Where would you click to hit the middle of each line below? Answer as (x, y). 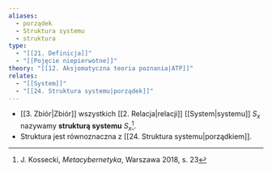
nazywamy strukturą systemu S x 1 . (78, 126)
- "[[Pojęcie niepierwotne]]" (66, 61)
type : (17, 46)
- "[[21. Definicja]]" (54, 53)
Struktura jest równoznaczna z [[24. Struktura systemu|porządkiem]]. (136, 136)
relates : (23, 76)
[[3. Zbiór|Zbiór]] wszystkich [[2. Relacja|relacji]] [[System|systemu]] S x (140, 115)
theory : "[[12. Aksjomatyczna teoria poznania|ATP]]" (101, 69)
